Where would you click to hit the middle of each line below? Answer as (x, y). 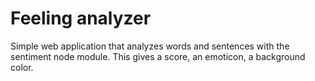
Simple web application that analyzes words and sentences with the (150, 46)
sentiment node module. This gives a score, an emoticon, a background (158, 56)
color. (22, 67)
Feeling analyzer (81, 18)
